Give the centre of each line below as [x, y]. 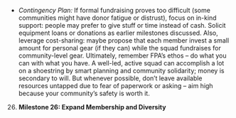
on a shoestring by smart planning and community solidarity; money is [121, 71]
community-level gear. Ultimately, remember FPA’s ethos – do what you [122, 55]
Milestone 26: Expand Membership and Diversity [92, 107]
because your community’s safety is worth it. [84, 93]
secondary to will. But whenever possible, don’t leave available [110, 78]
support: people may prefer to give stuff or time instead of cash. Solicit [122, 25]
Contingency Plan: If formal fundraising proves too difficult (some [114, 10]
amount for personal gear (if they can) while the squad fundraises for [119, 48]
